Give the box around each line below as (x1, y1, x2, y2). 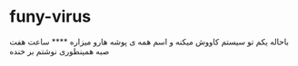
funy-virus (9, 6, 92, 27)
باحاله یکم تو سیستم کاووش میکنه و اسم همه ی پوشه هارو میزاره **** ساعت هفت (9, 36, 289, 47)
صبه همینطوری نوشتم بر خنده (9, 45, 110, 56)
